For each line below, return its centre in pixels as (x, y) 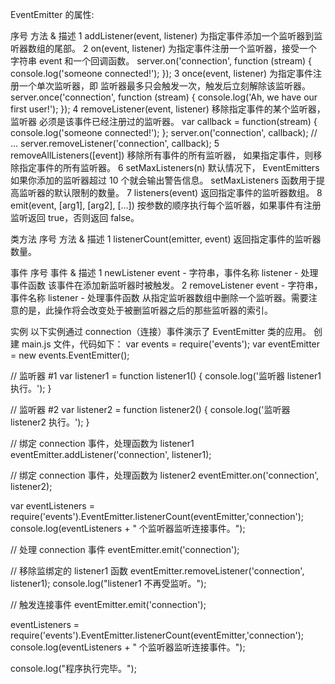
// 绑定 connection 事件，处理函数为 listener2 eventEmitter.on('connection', (165, 475)
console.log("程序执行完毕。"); (73, 668)
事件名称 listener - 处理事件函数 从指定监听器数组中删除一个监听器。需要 (159, 297)
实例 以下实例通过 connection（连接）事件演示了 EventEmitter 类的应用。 (161, 331)
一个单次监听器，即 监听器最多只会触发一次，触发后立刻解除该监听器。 (164, 86)
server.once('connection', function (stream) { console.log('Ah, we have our (164, 97)
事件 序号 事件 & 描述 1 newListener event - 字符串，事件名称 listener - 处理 (164, 272)
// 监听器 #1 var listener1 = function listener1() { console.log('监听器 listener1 (166, 376)
